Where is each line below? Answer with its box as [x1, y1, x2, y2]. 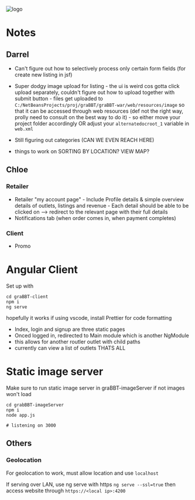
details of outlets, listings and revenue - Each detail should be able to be [14, 202, 189, 209]
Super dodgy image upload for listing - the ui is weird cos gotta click [14, 83, 180, 89]
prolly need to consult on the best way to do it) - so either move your [14, 114, 181, 120]
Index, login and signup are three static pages [14, 326, 125, 333]
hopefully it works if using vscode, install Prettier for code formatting [6, 314, 172, 321]
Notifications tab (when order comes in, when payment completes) [14, 214, 177, 221]
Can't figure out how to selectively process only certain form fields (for [14, 65, 186, 72]
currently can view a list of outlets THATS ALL [14, 344, 126, 352]
